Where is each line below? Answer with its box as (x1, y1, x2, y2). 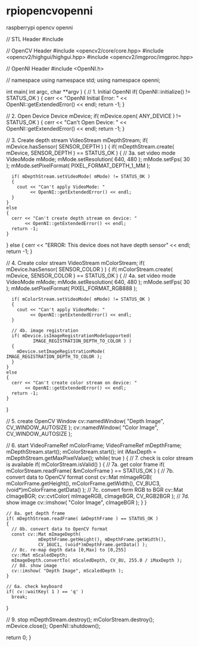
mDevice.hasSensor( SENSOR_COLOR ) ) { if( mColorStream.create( (6, 266, 173, 273)
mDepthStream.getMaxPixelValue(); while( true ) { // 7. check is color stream (6, 454, 194, 461)
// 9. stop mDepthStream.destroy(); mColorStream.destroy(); (6, 616, 155, 623)
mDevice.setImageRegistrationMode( (17, 348, 105, 355)
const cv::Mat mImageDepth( (11, 531, 82, 537)
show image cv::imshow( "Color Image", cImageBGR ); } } (6, 498, 147, 506)
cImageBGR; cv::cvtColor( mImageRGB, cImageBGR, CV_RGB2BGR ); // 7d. (6, 492, 189, 500)
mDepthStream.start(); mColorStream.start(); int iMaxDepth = (6, 448, 157, 455)
